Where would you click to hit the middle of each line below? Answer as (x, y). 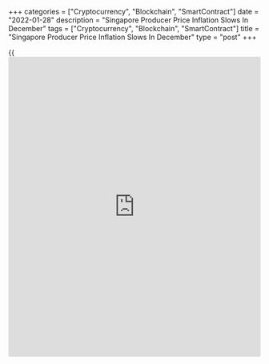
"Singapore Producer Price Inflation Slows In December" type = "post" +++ (132, 37)
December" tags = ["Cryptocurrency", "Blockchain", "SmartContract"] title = (134, 28)
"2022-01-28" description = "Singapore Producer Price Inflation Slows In (128, 20)
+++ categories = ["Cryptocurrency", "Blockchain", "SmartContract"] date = (134, 12)
